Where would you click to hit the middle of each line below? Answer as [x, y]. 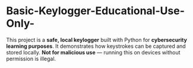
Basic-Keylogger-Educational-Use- [96, 11]
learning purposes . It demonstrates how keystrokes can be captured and [96, 46]
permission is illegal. [31, 59]
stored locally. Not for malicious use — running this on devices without [93, 52]
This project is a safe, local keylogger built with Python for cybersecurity [96, 40]
